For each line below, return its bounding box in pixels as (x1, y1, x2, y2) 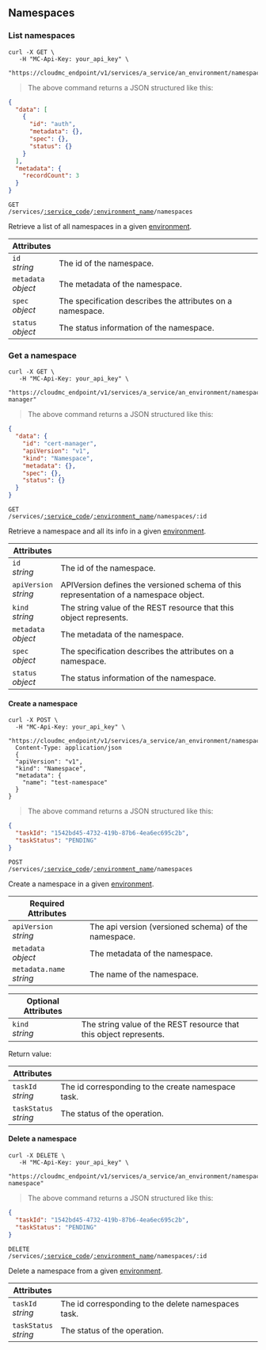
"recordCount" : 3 (22, 172, 80, 180)
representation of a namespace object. (60, 590, 205, 601)
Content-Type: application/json (15, 744, 123, 752)
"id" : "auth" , (28, 120, 77, 128)
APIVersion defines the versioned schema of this (60, 579, 241, 591)
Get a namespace (8, 350, 78, 361)
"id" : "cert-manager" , (22, 440, 97, 448)
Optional (26, 995, 59, 1006)
